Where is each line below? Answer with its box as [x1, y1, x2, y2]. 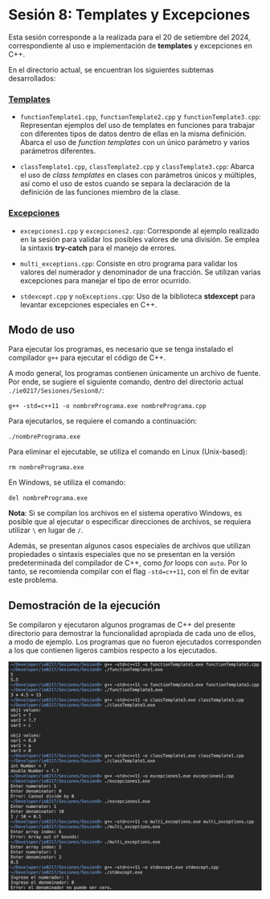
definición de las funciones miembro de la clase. [19, 188, 181, 197]
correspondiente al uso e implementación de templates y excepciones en [8, 40, 253, 50]
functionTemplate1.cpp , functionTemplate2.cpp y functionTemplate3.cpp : [19, 112, 261, 122]
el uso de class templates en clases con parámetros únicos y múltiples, [19, 171, 257, 180]
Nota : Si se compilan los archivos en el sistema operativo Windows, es [8, 509, 243, 518]
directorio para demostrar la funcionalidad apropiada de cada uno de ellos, [8, 629, 256, 638]
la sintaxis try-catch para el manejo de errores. [19, 243, 177, 253]
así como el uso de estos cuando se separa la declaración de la [19, 179, 231, 188]
